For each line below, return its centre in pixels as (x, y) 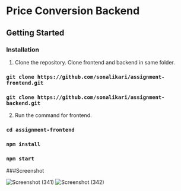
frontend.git (25, 83)
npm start (20, 158)
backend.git (23, 103)
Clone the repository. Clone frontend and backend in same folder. (95, 62)
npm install (23, 144)
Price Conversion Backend (73, 11)
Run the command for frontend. (53, 115)
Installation (23, 50)
